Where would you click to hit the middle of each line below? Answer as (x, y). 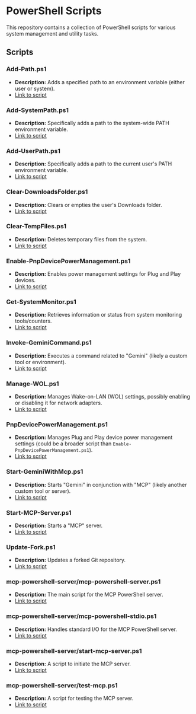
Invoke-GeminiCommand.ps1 (49, 343)
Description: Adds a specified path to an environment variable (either (100, 82)
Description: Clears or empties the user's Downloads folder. (88, 205)
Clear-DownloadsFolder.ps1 (47, 192)
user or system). (35, 88)
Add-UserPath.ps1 (33, 151)
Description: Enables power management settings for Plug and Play (98, 274)
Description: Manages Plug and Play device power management (94, 438)
